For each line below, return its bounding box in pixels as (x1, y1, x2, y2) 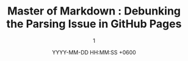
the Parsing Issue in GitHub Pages (6, 17, 182, 31)
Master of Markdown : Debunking (7, 4, 181, 18)
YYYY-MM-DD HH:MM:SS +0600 (52, 48, 136, 56)
